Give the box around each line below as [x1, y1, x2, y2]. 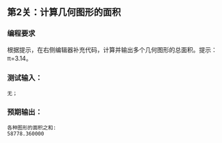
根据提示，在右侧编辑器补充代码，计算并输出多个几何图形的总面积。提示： [7, 45, 217, 53]
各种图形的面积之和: [7, 125, 57, 131]
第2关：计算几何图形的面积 [7, 6, 121, 18]
